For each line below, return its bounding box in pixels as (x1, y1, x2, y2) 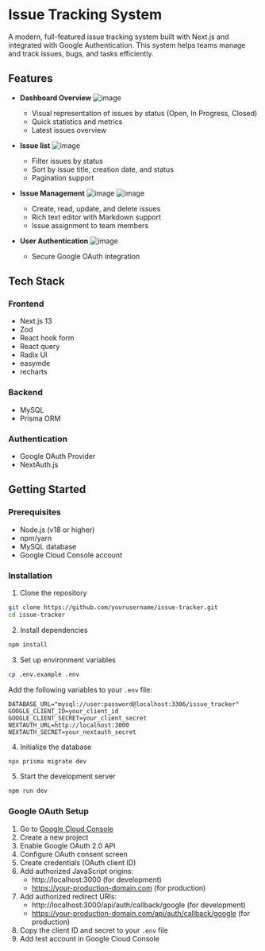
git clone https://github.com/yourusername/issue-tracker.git (8, 604, 218, 611)
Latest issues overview (31, 125, 107, 134)
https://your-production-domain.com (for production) (31, 883, 206, 892)
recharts (19, 367, 48, 377)
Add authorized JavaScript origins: (19, 866, 133, 875)
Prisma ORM (19, 413, 61, 423)
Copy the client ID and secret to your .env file (19, 925, 168, 935)
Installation (8, 570, 53, 581)
